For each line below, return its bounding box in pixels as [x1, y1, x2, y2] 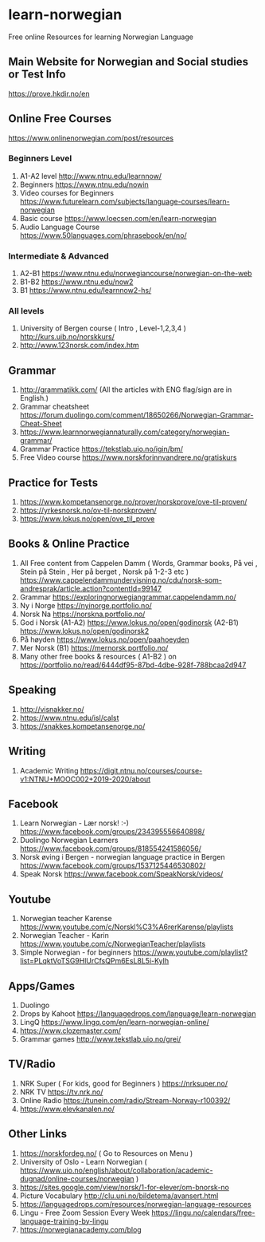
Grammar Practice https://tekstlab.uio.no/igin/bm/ [19, 445, 184, 454]
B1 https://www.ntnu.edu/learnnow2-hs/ [19, 286, 152, 295]
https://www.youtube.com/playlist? [133, 947, 248, 957]
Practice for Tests [8, 476, 98, 489]
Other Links [8, 1127, 68, 1141]
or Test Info [8, 68, 66, 81]
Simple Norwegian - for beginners [19, 947, 132, 957]
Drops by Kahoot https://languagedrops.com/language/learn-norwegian [19, 1008, 256, 1019]
